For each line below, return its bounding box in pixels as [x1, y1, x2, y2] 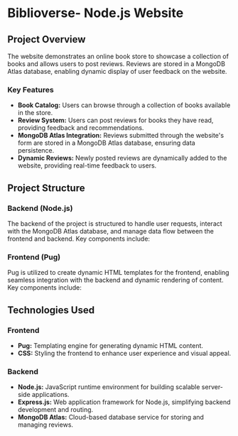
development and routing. [17, 405, 94, 414]
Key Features [7, 85, 55, 94]
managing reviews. [17, 420, 73, 429]
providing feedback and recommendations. [17, 124, 144, 132]
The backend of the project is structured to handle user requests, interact [7, 219, 222, 228]
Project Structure [7, 182, 85, 194]
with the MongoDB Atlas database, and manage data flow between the [7, 227, 215, 235]
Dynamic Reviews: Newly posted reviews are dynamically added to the [17, 154, 227, 163]
